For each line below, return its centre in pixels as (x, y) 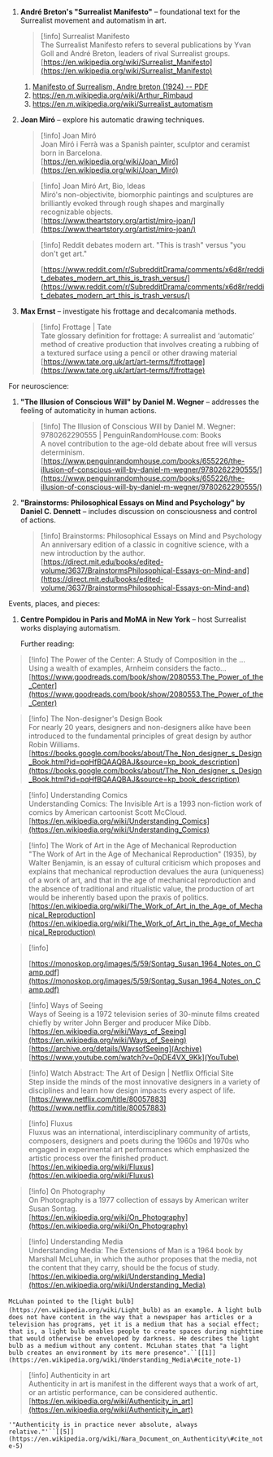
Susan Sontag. (53, 1208)
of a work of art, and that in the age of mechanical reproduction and (142, 880)
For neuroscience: (39, 386)
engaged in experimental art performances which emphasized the (139, 1149)
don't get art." (64, 253)
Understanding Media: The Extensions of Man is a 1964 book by (136, 1250)
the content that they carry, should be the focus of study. (124, 1268)
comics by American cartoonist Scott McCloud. (107, 812)
